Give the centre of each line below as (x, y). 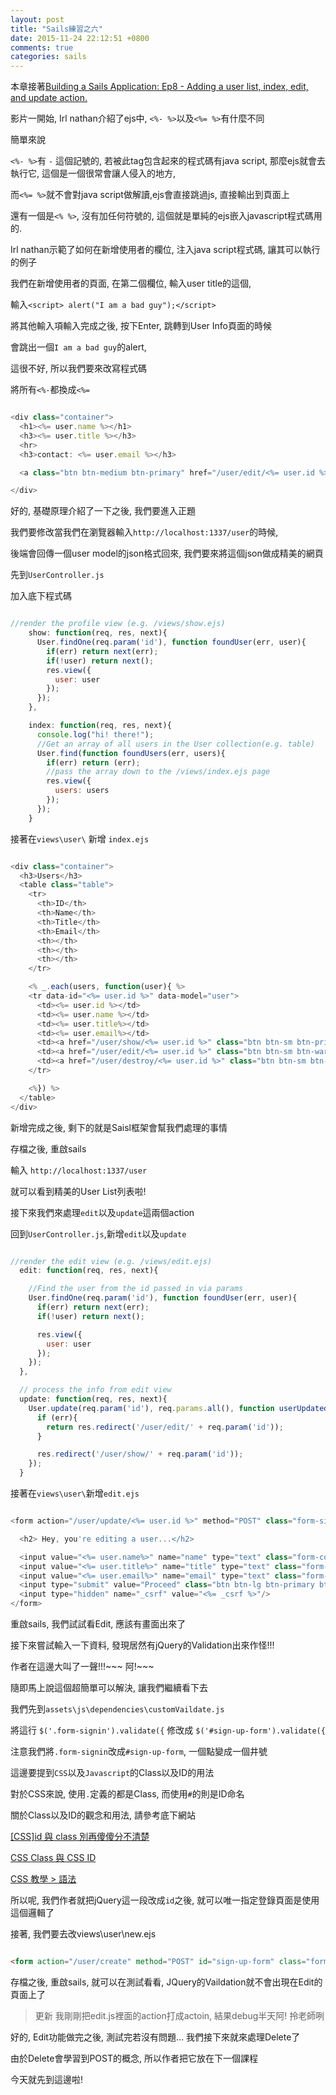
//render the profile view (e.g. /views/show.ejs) (118, 624)
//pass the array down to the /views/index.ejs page (158, 772)
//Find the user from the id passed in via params (136, 1289)
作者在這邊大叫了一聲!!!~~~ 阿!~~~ (82, 1666)
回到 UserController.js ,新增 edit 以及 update (98, 1233)
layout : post (37, 19)
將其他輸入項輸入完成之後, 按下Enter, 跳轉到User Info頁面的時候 (141, 326)
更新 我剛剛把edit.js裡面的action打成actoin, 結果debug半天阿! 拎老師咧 (179, 2015)
